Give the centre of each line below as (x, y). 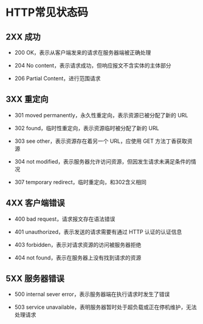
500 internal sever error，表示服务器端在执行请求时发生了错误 (92, 294)
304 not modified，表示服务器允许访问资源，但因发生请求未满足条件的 (103, 161)
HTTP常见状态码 (47, 12)
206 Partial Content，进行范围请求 (57, 78)
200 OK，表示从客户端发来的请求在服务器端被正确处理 (83, 53)
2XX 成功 (23, 37)
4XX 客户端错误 (35, 203)
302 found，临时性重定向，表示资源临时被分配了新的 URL (87, 128)
